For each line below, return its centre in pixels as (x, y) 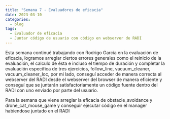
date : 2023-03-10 (24, 15)
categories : (18, 19)
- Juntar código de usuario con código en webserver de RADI (76, 38)
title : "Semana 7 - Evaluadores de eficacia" (54, 10)
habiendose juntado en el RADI (38, 111)
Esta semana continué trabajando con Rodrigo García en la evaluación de (82, 52)
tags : (11, 29)
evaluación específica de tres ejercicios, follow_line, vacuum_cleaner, (78, 68)
